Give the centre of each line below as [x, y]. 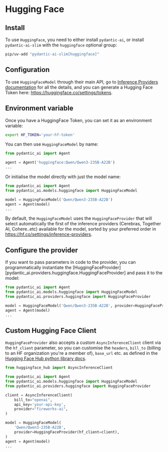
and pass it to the [144, 273]
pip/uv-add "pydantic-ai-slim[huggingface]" [52, 54]
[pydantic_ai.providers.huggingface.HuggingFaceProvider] [65, 273]
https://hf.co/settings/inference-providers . [49, 234]
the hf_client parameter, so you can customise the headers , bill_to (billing [83, 348]
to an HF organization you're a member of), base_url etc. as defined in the [81, 353]
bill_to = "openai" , [33, 400]
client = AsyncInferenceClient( [39, 395]
